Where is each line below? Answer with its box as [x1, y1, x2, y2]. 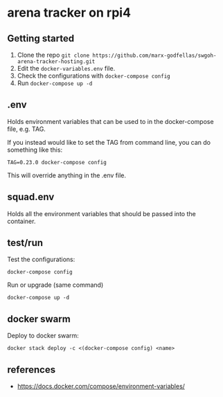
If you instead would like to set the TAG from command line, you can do [7, 138, 211, 146]
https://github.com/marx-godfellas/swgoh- [92, 52, 217, 59]
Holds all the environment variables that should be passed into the [7, 209, 196, 218]
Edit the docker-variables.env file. [17, 64, 116, 72]
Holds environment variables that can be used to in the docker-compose [7, 117, 214, 125]
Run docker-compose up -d [17, 79, 93, 87]
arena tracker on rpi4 [7, 5, 132, 21]
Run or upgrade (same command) [7, 281, 104, 289]
